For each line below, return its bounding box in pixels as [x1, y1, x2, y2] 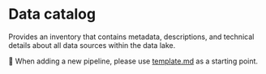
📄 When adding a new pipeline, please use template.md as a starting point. [8, 56, 258, 66]
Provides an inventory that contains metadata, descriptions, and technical [8, 32, 255, 41]
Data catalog [8, 5, 96, 24]
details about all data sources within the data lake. [8, 40, 176, 50]
